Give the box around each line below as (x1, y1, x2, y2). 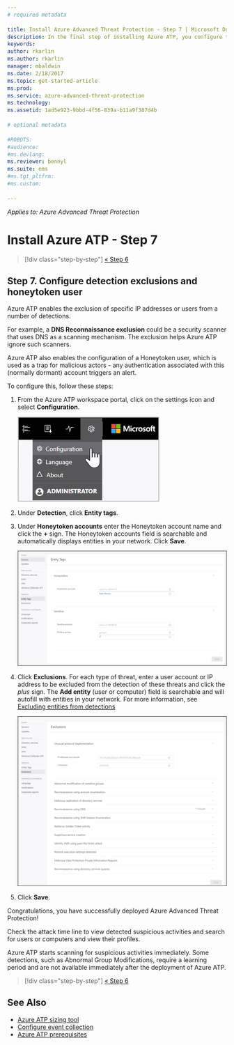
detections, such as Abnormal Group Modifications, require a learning (7, 956, 208, 964)
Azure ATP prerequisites (17, 1030, 87, 1038)
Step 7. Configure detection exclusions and (7, 275, 198, 287)
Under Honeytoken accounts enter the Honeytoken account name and (17, 522, 221, 531)
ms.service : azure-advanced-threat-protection (7, 92, 145, 99)
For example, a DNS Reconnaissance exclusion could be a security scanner (7, 325, 227, 334)
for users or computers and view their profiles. (7, 935, 141, 943)
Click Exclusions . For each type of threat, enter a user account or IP (17, 672, 214, 681)
